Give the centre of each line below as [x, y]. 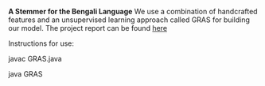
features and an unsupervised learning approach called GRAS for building [129, 20]
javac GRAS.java [35, 59]
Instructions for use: [41, 43]
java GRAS [25, 74]
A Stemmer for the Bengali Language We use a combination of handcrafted [133, 11]
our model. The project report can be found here [88, 28]
